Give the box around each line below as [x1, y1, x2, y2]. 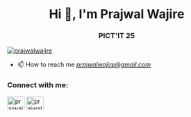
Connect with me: [7, 80, 69, 90]
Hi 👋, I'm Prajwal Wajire [49, 6, 185, 22]
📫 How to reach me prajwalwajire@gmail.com [17, 60, 151, 69]
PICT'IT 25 [98, 31, 135, 41]
